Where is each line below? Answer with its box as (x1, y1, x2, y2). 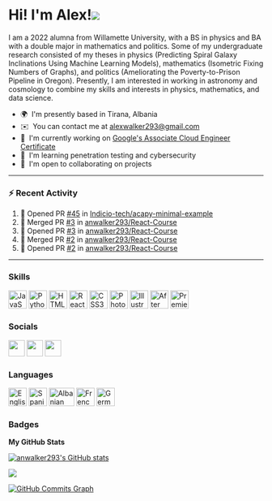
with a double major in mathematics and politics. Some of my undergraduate (8, 41, 263, 50)
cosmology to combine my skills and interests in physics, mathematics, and (8, 84, 260, 94)
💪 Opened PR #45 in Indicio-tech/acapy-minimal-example (19, 209, 214, 218)
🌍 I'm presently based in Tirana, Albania (19, 109, 158, 119)
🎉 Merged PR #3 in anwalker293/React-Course (19, 218, 177, 227)
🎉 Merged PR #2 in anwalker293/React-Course (19, 235, 177, 244)
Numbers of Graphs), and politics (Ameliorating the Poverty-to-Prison (8, 67, 240, 76)
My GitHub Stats (8, 437, 66, 447)
